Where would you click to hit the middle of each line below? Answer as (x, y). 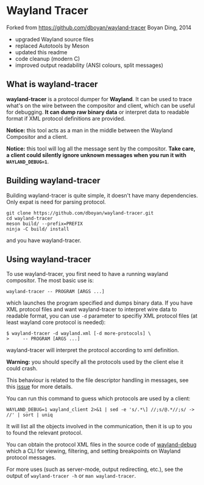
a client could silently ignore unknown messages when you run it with (97, 155)
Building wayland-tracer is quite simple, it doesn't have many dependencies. (102, 195)
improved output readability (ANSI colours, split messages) (89, 65)
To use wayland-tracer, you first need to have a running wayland (87, 274)
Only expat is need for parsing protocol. (56, 202)
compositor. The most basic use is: (50, 280)
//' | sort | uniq (30, 415)
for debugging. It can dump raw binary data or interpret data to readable (98, 112)
